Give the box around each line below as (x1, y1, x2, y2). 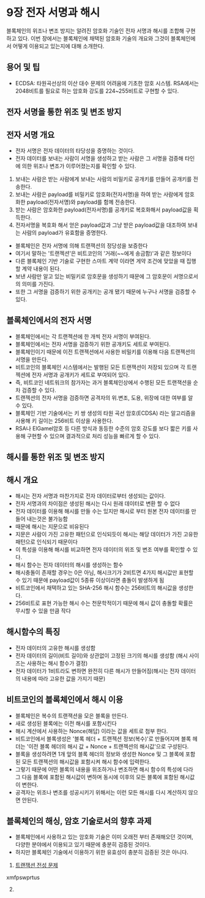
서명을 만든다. (15, 356, 49, 363)
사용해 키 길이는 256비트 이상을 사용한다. (15, 417, 114, 424)
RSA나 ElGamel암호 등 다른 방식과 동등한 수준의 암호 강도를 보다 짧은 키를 (15, 424, 192, 432)
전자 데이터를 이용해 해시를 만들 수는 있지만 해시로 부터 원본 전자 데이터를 (15, 507, 190, 515)
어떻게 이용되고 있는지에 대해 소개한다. (12, 42, 105, 50)
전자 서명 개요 (6, 129, 55, 140)
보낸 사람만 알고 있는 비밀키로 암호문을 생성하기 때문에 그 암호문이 (15, 272, 173, 280)
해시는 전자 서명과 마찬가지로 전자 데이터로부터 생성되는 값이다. (15, 492, 166, 500)
